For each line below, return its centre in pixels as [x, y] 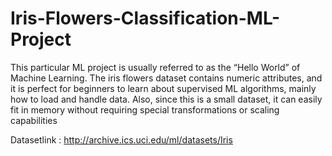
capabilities [34, 120]
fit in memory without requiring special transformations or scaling [145, 109]
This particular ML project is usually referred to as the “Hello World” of [155, 67]
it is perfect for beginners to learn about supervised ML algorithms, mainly [163, 88]
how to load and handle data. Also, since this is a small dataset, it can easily [166, 99]
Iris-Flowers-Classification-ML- [145, 18]
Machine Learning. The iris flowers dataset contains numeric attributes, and [166, 78]
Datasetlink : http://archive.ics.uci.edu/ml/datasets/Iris [121, 139]
